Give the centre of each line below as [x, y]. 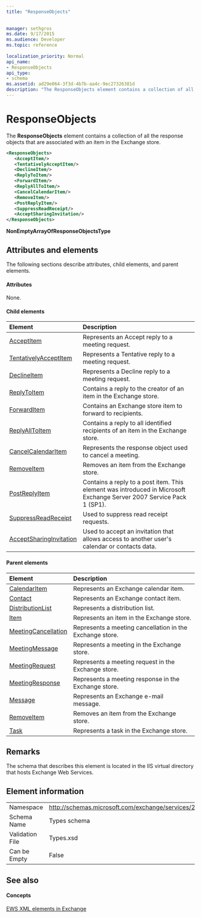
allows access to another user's [127, 539]
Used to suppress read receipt [125, 514]
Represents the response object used [135, 448]
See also [22, 880]
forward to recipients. [113, 413]
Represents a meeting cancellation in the [130, 627]
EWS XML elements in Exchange [46, 908]
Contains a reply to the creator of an [133, 389]
